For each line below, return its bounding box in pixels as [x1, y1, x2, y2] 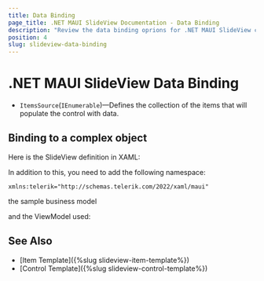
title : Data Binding [8, 11, 76, 20]
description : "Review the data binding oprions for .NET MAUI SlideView [8, 26, 251, 34]
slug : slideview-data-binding [8, 41, 108, 49]
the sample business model [8, 196, 97, 206]
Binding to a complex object [8, 131, 148, 145]
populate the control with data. [19, 109, 119, 119]
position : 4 [8, 33, 47, 42]
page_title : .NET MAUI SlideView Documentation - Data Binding [8, 19, 220, 27]
